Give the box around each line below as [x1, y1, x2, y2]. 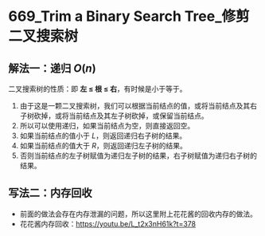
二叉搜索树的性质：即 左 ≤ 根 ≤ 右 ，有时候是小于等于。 [8, 85, 187, 93]
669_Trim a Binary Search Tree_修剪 [8, 7, 250, 26]
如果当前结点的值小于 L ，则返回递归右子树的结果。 [19, 131, 187, 140]
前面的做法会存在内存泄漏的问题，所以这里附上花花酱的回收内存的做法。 [19, 209, 257, 218]
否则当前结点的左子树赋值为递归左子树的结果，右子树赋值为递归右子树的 [19, 151, 257, 160]
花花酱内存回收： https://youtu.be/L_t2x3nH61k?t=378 [19, 218, 197, 228]
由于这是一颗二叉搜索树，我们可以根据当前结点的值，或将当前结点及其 [19, 101, 251, 110]
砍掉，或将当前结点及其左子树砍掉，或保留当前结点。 [33, 111, 208, 120]
